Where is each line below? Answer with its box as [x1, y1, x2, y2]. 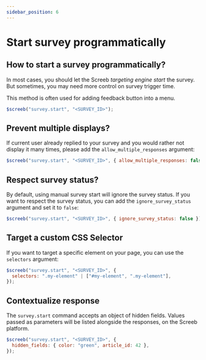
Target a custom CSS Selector [6, 233, 123, 243]
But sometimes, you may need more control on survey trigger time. [6, 82, 176, 89]
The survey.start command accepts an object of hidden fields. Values [6, 312, 185, 319]
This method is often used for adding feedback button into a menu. [6, 94, 176, 102]
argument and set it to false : [6, 204, 79, 211]
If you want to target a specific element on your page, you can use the [6, 249, 184, 256]
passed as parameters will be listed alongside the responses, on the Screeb [6, 318, 198, 326]
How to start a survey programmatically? [6, 59, 166, 70]
